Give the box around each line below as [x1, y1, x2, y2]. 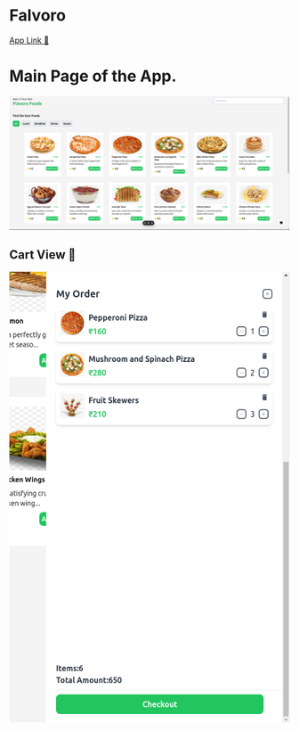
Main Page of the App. [9, 66, 177, 86]
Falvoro [9, 5, 67, 26]
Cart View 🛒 [9, 247, 77, 263]
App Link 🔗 [9, 35, 50, 45]
